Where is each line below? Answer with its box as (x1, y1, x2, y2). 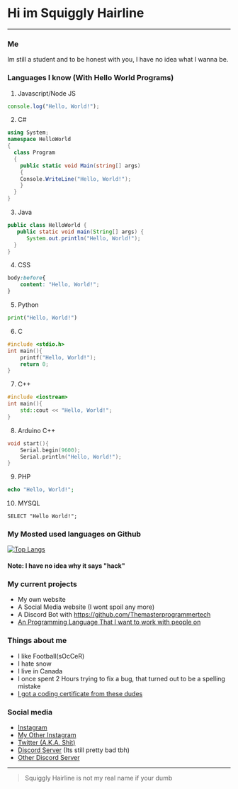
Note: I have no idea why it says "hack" (7, 561, 125, 570)
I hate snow (17, 659, 52, 668)
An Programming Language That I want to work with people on (17, 618, 201, 627)
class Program (13, 149, 55, 157)
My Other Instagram (17, 730, 76, 739)
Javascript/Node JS (17, 89, 76, 97)
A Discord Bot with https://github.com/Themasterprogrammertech (17, 610, 211, 619)
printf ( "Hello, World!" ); (20, 354, 97, 361)
